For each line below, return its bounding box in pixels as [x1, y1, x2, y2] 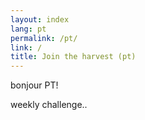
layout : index [10, 14, 70, 25]
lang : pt [10, 24, 47, 34]
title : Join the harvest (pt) [10, 52, 137, 62]
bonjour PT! [10, 79, 59, 91]
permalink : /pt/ [10, 33, 78, 43]
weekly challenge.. [10, 99, 88, 111]
